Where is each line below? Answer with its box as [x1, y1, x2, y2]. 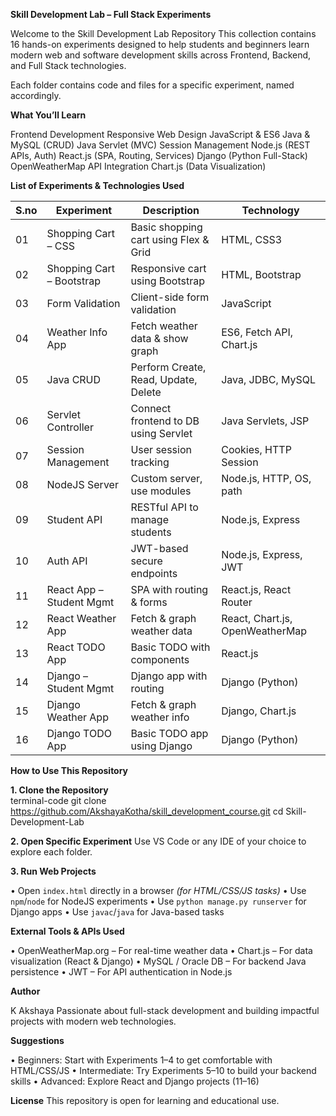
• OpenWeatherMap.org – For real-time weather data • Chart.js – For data [10, 945, 313, 956]
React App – [46, 583, 104, 596]
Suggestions [10, 1035, 65, 1046]
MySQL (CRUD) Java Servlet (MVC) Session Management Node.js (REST [10, 139, 311, 151]
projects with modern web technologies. [10, 1015, 177, 1027]
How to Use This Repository [10, 765, 129, 776]
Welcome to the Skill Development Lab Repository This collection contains [10, 28, 317, 39]
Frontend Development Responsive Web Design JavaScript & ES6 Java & [10, 129, 311, 140]
